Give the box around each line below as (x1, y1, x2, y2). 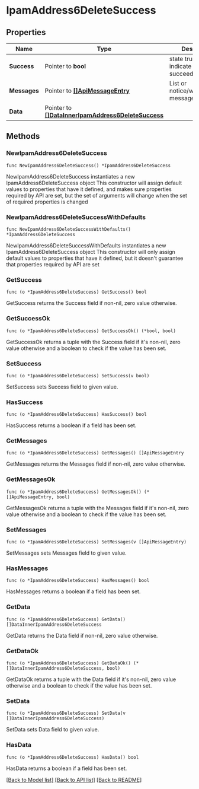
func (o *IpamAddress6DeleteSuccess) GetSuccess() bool (6, 289, 147, 295)
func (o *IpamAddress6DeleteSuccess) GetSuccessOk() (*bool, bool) (6, 327, 176, 334)
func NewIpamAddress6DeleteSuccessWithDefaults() (6, 226, 131, 232)
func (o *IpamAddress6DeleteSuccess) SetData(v (6, 710, 126, 717)
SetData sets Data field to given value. (6, 726, 99, 733)
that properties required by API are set (6, 260, 99, 268)
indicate (169, 62, 192, 70)
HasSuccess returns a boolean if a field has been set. (6, 422, 137, 429)
